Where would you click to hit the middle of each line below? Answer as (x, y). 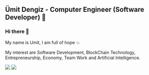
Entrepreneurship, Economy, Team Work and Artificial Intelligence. (73, 58)
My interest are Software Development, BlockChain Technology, (70, 52)
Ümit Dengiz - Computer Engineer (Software (75, 10)
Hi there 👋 (17, 32)
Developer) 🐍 (25, 18)
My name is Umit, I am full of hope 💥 (43, 42)
